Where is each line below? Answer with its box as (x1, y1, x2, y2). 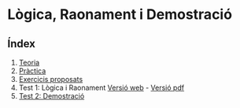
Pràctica (18, 66, 46, 76)
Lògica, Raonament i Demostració (7, 6, 233, 24)
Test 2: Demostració (18, 91, 85, 100)
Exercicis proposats (18, 75, 83, 84)
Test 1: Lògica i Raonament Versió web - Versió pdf (18, 83, 185, 92)
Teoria (18, 58, 40, 67)
